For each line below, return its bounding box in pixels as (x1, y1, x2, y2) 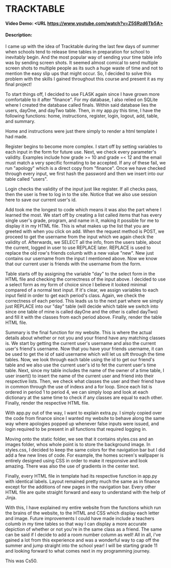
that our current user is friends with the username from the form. (5, 261, 142, 267)
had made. (5, 133, 28, 139)
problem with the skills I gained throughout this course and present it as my (5, 76, 164, 82)
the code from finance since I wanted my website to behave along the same (5, 415, 165, 421)
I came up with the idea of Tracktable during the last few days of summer (5, 43, 159, 49)
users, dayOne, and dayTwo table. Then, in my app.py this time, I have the (5, 107, 161, 113)
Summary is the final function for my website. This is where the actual (5, 329, 152, 335)
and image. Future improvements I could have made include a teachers (5, 515, 155, 521)
